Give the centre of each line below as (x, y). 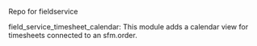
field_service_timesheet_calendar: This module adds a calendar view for (128, 27)
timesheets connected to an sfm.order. (73, 35)
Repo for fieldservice (43, 11)
